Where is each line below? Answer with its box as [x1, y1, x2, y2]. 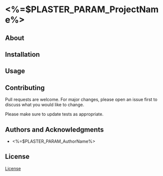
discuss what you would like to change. [5, 102, 84, 108]
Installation [5, 50, 40, 59]
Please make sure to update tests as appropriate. [5, 111, 104, 117]
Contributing [5, 84, 45, 92]
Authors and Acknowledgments [5, 125, 104, 133]
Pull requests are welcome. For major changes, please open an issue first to [5, 97, 158, 103]
